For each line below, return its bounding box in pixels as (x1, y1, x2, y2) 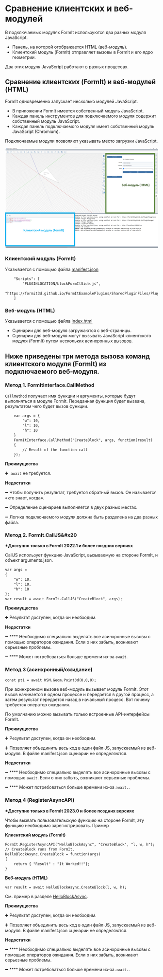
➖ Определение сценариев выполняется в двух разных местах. (5, 504, 138, 510)
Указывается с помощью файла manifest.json (5, 266, 98, 272)
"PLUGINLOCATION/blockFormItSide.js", (22, 281, 101, 286)
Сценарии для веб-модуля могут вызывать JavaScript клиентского (12, 333, 151, 339)
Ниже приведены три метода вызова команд (5, 352, 150, 360)
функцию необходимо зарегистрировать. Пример (5, 822, 109, 828)
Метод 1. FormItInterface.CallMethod (5, 382, 95, 388)
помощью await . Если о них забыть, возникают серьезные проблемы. (5, 775, 150, 781)
